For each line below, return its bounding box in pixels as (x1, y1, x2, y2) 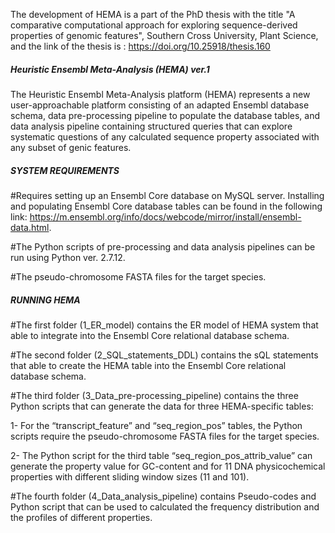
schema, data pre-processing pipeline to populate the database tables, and (10, 109, 321, 121)
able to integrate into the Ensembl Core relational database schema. (10, 329, 290, 341)
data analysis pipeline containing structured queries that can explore (10, 120, 293, 132)
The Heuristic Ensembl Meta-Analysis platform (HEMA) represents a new (10, 88, 311, 100)
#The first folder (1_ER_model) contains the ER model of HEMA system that (10, 319, 319, 331)
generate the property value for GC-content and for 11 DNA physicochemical (10, 460, 326, 472)
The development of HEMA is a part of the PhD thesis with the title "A (10, 9, 296, 20)
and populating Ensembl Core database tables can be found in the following (10, 200, 323, 212)
